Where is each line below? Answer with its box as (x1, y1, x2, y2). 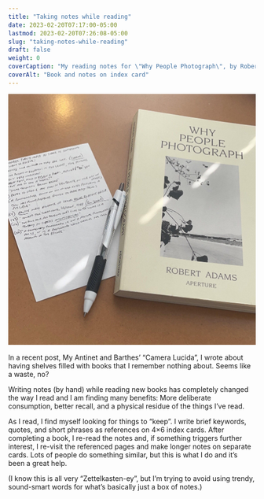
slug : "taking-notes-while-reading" (8, 38, 128, 46)
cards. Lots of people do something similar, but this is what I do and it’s (8, 449, 238, 460)
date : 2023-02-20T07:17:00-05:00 (8, 20, 118, 29)
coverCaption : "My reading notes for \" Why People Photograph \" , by (8, 63, 237, 71)
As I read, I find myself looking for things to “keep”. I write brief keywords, (8, 416, 247, 426)
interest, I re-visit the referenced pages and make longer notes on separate (8, 442, 251, 451)
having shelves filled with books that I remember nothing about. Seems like (8, 360, 251, 370)
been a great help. (8, 458, 68, 468)
